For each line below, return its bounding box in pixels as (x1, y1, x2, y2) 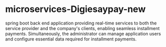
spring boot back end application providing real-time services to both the (5, 20, 157, 26)
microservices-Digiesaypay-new (5, 3, 146, 15)
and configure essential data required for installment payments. (5, 36, 137, 42)
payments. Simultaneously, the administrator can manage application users (5, 30, 161, 36)
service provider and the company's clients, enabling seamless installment (5, 25, 160, 31)
